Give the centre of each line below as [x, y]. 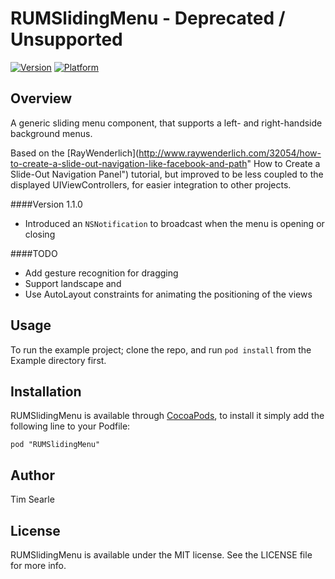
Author [32, 475]
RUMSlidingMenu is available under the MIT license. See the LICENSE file [161, 555]
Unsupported [66, 39]
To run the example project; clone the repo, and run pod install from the [161, 349]
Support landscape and [73, 283]
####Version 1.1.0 [46, 204]
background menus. [51, 133]
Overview [41, 98]
